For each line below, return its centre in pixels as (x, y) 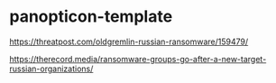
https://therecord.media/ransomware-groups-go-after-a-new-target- (138, 59)
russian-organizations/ (51, 69)
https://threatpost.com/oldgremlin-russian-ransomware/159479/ (129, 41)
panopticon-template (91, 17)
